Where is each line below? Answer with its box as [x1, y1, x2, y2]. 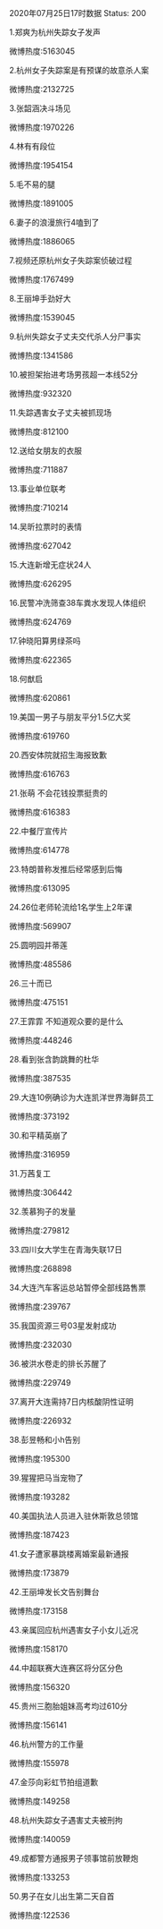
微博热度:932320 [9, 388, 72, 398]
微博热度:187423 [9, 1530, 69, 1540]
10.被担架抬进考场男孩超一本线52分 [9, 370, 139, 380]
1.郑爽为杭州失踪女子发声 [9, 27, 101, 38]
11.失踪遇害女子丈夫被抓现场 [9, 407, 112, 418]
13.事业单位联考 [9, 483, 67, 494]
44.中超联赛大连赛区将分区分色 [9, 1663, 123, 1673]
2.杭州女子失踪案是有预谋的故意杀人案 [9, 65, 150, 75]
